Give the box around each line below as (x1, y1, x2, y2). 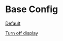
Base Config (5, 4, 58, 15)
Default (5, 20, 21, 26)
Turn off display (5, 30, 38, 36)
